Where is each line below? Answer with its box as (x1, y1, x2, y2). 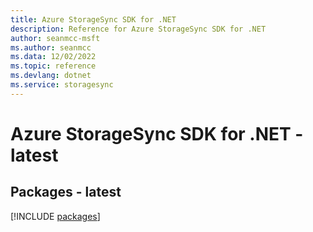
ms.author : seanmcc (10, 42, 92, 53)
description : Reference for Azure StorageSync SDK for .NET (10, 24, 267, 34)
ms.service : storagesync (10, 80, 114, 90)
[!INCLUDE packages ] (10, 210, 101, 222)
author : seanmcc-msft (10, 33, 101, 43)
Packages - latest (10, 184, 122, 201)
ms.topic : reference (10, 61, 97, 71)
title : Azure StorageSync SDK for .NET (10, 14, 177, 25)
